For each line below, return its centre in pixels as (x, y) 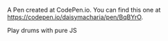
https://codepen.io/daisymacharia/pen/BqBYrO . (75, 17)
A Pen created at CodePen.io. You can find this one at (84, 10)
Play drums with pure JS (42, 30)
